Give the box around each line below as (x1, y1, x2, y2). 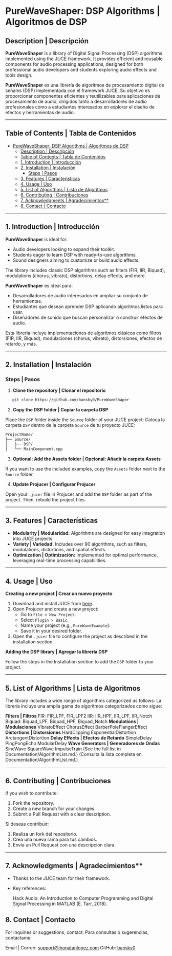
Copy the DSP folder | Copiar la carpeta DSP (12, 407, 109, 413)
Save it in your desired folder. (20, 628, 82, 634)
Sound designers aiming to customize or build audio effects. (12, 257, 140, 263)
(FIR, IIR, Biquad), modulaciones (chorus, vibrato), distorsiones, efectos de (5, 335, 162, 341)
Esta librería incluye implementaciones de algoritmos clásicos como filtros (5, 330, 162, 336)
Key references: (12, 885, 47, 891)
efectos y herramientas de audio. (5, 110, 75, 115)
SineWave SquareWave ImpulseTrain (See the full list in (5, 746, 121, 752)
